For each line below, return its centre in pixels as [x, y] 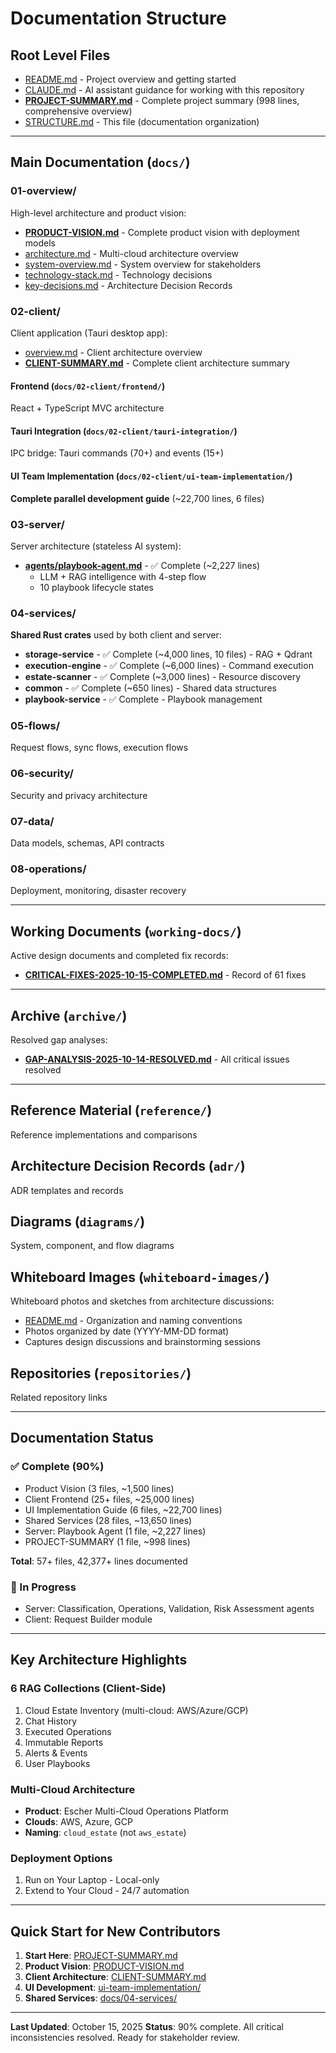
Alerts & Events [56, 1753]
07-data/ [32, 821]
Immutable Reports [64, 1742]
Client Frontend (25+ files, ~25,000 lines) [109, 1499]
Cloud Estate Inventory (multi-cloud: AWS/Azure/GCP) [136, 1710]
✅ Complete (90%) [57, 1467]
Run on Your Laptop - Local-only [92, 1880]
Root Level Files [60, 55]
